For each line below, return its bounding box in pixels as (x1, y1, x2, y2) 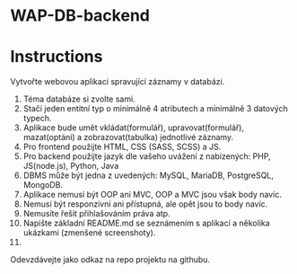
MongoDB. (22, 180, 64, 190)
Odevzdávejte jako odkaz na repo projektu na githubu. (10, 254, 210, 265)
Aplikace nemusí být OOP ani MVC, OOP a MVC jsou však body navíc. (22, 190, 282, 200)
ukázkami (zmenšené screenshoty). (22, 227, 156, 238)
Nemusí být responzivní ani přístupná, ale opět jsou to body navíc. (22, 199, 268, 209)
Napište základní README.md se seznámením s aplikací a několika (22, 217, 270, 229)
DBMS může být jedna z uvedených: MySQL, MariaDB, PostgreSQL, (22, 170, 275, 181)
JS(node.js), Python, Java (22, 161, 119, 172)
